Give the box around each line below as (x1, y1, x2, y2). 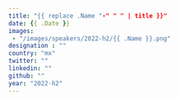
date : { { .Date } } (8, 19, 70, 27)
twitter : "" (8, 57, 48, 65)
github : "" (8, 72, 45, 80)
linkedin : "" (8, 65, 52, 73)
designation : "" (8, 42, 67, 50)
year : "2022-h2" (8, 79, 63, 87)
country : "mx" (8, 49, 56, 57)
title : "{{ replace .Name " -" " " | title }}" (8, 11, 168, 20)
